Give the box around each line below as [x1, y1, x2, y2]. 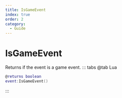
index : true [5, 12, 30, 17]
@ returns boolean [5, 74, 42, 79]
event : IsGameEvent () [5, 78, 49, 83]
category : [5, 21, 26, 27]
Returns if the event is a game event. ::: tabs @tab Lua [5, 64, 117, 70]
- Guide [10, 26, 26, 31]
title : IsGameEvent [5, 7, 46, 13]
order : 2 [5, 17, 24, 22]
